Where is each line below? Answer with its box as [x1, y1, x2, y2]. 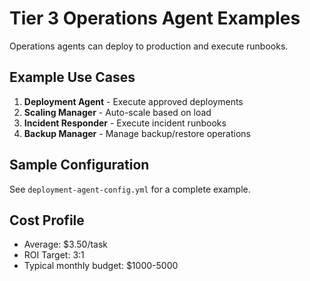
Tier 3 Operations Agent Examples [9, 7, 301, 30]
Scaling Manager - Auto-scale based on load [23, 106, 212, 118]
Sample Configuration [9, 157, 150, 174]
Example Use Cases [9, 69, 136, 86]
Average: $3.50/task [23, 238, 109, 251]
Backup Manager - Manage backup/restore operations [23, 127, 251, 139]
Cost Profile [9, 212, 85, 229]
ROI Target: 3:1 [23, 249, 85, 261]
